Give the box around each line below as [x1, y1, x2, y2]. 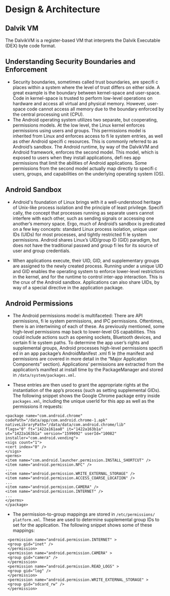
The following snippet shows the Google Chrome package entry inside [12, 393, 160, 399]
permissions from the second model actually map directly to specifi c [12, 165, 157, 171]
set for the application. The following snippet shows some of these [12, 522, 152, 528]
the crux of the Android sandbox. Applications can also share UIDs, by [12, 279, 160, 285]
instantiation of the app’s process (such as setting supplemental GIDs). [12, 388, 161, 394]
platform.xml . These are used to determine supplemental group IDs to [12, 517, 160, 523]
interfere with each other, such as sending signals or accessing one [12, 215, 154, 221]
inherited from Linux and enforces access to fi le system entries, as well [12, 133, 163, 139]
